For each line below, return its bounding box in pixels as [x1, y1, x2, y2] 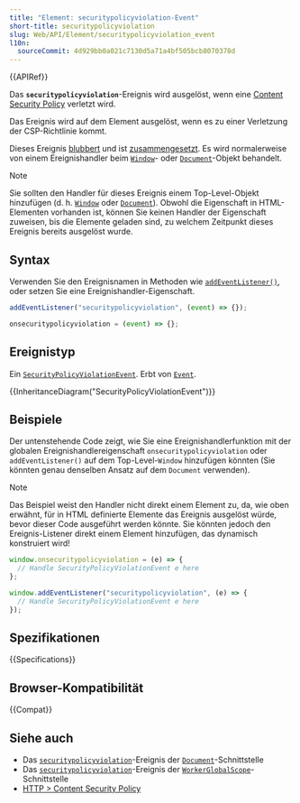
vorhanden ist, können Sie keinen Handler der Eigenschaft [50, 207, 267, 217]
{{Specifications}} [9, 654, 77, 665]
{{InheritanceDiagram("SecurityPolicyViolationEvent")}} [9, 385, 216, 397]
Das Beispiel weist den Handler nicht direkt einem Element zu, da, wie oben [9, 500, 290, 511]
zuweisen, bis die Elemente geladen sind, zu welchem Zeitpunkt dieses [9, 217, 274, 227]
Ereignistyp [9, 345, 76, 360]
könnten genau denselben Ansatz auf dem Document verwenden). [9, 465, 250, 475]
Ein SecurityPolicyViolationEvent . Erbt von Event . [9, 368, 196, 379]
